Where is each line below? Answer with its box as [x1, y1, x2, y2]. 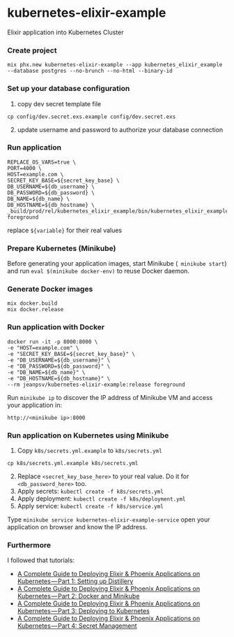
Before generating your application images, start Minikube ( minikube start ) [7, 259, 228, 268]
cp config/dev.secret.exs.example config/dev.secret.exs [7, 113, 176, 120]
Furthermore [7, 540, 51, 550]
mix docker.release [7, 306, 64, 313]
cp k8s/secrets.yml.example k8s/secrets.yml [7, 460, 139, 467]
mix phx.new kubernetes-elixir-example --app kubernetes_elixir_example [7, 62, 223, 69]
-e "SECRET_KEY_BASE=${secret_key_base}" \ [7, 350, 136, 357]
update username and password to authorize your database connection [17, 125, 224, 134]
